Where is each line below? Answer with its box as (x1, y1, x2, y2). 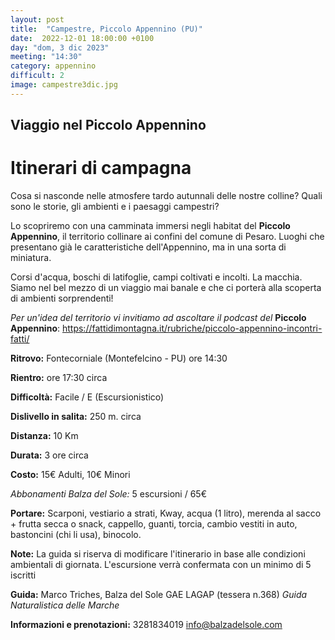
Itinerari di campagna (10, 157, 192, 180)
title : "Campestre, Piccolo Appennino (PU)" (10, 24, 203, 34)
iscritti (10, 569, 37, 581)
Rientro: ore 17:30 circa (10, 372, 108, 384)
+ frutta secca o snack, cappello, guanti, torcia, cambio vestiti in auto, (10, 518, 298, 530)
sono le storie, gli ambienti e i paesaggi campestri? (10, 201, 220, 213)
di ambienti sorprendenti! (10, 292, 114, 305)
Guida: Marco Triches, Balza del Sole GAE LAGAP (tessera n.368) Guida (10, 589, 308, 601)
